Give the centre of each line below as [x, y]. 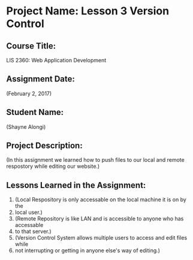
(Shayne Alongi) [26, 126]
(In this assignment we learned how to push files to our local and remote [95, 160]
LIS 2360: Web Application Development [56, 60]
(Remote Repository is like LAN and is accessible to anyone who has [99, 219]
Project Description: [44, 146]
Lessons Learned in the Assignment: [76, 185]
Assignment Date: [40, 79]
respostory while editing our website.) [53, 167]
